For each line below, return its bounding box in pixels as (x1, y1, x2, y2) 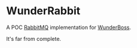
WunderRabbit (6, 4, 81, 18)
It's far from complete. (6, 35, 62, 42)
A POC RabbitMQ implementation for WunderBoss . (6, 24, 132, 31)
